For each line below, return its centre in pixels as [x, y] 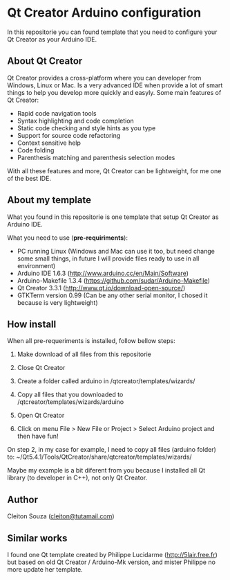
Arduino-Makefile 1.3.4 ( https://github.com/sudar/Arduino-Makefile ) [114, 280]
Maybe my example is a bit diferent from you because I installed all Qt [106, 471]
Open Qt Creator [41, 415]
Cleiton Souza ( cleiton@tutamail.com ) [61, 516]
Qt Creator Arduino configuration [104, 13]
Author [22, 499]
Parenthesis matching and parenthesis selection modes [96, 157]
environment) [36, 265]
